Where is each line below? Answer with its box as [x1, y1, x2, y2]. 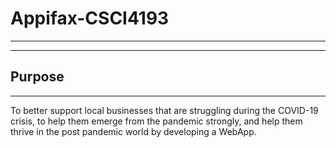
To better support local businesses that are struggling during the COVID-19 [10, 104, 319, 116]
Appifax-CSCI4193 [10, 7, 170, 30]
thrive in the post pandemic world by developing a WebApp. [10, 125, 257, 137]
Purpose [10, 68, 65, 86]
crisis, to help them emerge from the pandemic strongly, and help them [10, 115, 303, 127]
